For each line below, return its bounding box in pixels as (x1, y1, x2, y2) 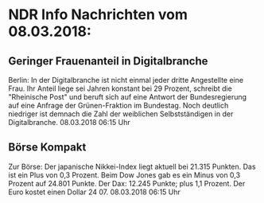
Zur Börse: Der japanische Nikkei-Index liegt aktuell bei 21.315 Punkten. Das (8, 162, 256, 171)
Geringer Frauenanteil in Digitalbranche (8, 54, 208, 68)
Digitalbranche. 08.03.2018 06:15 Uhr (8, 118, 130, 127)
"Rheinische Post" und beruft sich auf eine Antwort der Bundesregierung (8, 92, 247, 101)
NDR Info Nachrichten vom (8, 6, 188, 24)
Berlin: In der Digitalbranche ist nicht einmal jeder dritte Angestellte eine (8, 76, 244, 84)
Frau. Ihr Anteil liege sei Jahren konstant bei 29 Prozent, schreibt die (8, 84, 232, 93)
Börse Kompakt (8, 141, 87, 154)
